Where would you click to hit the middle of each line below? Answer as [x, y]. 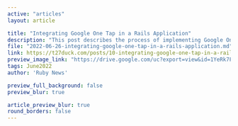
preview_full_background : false [55, 86]
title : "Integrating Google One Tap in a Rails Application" [100, 33]
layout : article [31, 21]
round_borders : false [39, 111]
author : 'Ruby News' [38, 73]
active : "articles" [36, 14]
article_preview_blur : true [49, 105]
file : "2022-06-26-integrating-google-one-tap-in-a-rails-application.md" [120, 47]
